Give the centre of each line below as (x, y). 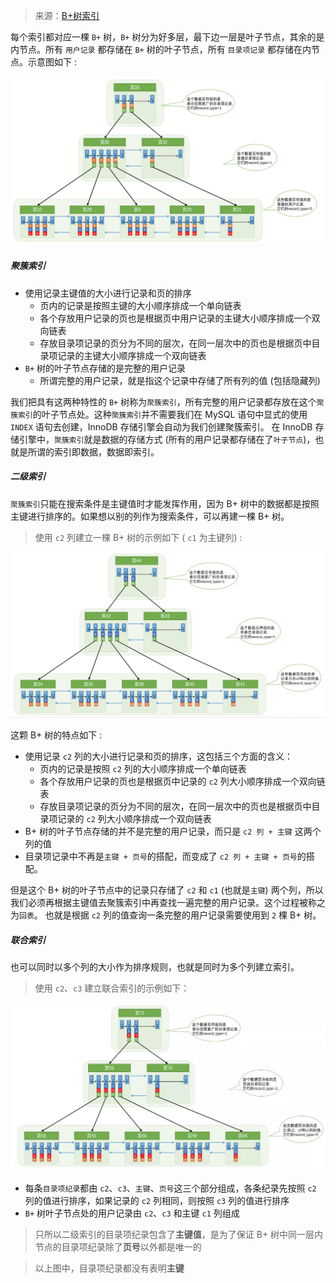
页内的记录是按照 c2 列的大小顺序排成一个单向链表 (143, 768)
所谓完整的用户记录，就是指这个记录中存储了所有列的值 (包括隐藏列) (180, 380)
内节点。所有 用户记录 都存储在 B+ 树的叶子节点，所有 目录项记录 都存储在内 (161, 49)
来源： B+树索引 (67, 15)
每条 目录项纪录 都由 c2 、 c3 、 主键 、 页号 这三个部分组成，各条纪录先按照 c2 (170, 1188)
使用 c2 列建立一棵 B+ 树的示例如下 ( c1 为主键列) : (138, 537)
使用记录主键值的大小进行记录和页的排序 (108, 293)
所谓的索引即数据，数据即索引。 (93, 451)
